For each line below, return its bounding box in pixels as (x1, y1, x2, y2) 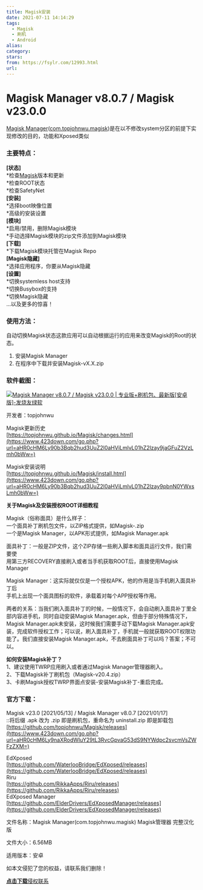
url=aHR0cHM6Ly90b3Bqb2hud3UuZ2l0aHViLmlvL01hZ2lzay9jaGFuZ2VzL (6, 444, 194, 452)
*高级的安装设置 (6, 209, 47, 217)
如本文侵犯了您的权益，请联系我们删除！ (6, 864, 107, 872)
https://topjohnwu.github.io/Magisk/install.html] (8, 470, 127, 477)
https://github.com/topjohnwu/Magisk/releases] (8, 723, 127, 730)
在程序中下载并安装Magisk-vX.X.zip (14, 360, 104, 367)
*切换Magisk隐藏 (6, 292, 48, 300)
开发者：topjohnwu (6, 412, 54, 419)
